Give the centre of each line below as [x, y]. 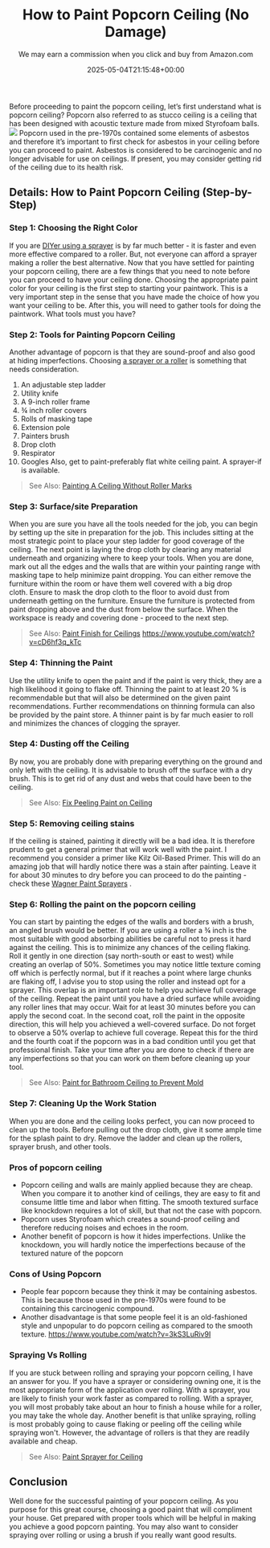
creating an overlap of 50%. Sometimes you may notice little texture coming [135, 964]
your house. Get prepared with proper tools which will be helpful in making [133, 1518]
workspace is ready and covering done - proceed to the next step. [119, 618]
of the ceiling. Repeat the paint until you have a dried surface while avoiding [135, 999]
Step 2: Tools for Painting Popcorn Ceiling [92, 334]
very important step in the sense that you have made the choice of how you [134, 297]
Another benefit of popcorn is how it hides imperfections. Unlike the [133, 1236]
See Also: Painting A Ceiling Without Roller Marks [110, 485]
